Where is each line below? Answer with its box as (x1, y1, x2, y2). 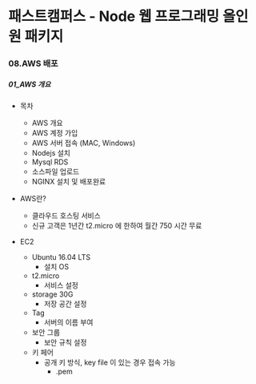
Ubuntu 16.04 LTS (31, 253, 90, 262)
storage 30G (31, 289, 74, 299)
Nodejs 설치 (31, 148, 70, 158)
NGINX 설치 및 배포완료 (31, 177, 106, 187)
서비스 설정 (43, 281, 78, 290)
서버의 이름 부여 (43, 317, 94, 327)
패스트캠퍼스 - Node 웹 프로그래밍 (8, 7, 220, 26)
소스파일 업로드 (31, 167, 80, 176)
